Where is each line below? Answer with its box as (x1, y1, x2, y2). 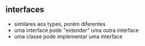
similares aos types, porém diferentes (14, 20, 106, 27)
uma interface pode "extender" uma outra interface (14, 27, 139, 34)
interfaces (5, 5, 45, 15)
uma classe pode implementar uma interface (14, 32, 123, 40)
